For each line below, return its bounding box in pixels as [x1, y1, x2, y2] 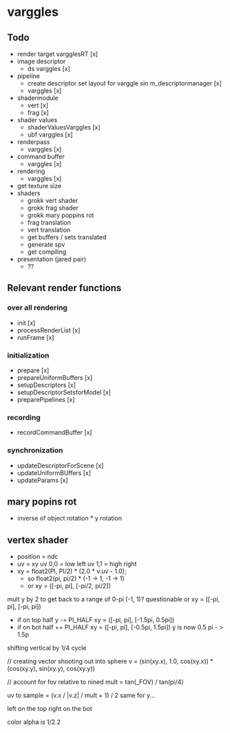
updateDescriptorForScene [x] [17, 461, 104, 470]
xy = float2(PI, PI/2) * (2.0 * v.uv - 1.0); [17, 567, 127, 576]
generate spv [27, 241, 65, 248]
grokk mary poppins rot [27, 211, 94, 219]
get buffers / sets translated [27, 233, 107, 241]
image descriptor [17, 57, 66, 66]
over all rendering [7, 303, 67, 312]
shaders [17, 189, 41, 197]
